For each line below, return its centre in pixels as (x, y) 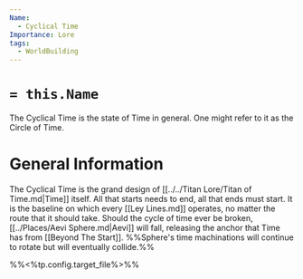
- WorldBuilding (48, 52)
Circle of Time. (37, 128)
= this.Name (54, 95)
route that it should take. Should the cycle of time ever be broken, (131, 218)
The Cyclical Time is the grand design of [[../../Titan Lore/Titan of (131, 189)
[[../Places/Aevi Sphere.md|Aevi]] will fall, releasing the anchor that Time (145, 228)
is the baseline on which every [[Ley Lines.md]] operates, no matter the (142, 208)
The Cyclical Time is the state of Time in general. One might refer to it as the (151, 118)
